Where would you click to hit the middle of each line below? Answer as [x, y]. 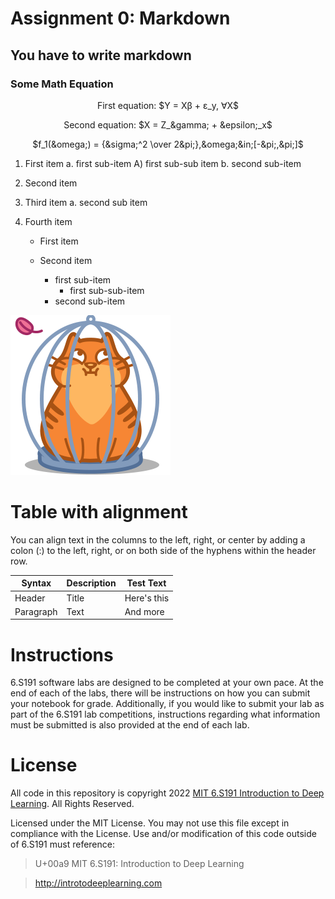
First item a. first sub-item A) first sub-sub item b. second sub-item [163, 163]
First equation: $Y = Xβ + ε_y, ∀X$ [168, 105]
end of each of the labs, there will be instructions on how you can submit [160, 693]
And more [144, 611]
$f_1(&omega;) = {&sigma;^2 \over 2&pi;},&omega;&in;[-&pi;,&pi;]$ [168, 144]
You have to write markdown [101, 55]
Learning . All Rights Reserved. [72, 804]
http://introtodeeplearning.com [98, 883]
